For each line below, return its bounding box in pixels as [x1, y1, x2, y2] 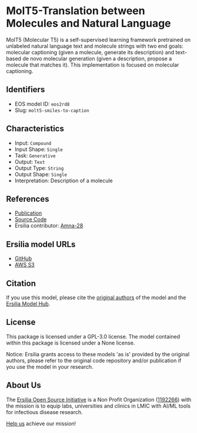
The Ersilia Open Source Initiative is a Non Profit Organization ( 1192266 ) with [6, 396, 192, 403]
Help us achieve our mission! [6, 420, 76, 427]
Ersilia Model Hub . [6, 300, 51, 307]
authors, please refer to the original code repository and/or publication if [6, 357, 182, 364]
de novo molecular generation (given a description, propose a [22, 55, 172, 62]
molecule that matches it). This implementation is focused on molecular [6, 61, 179, 68]
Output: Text [14, 158, 45, 165]
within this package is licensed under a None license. [6, 339, 135, 346]
